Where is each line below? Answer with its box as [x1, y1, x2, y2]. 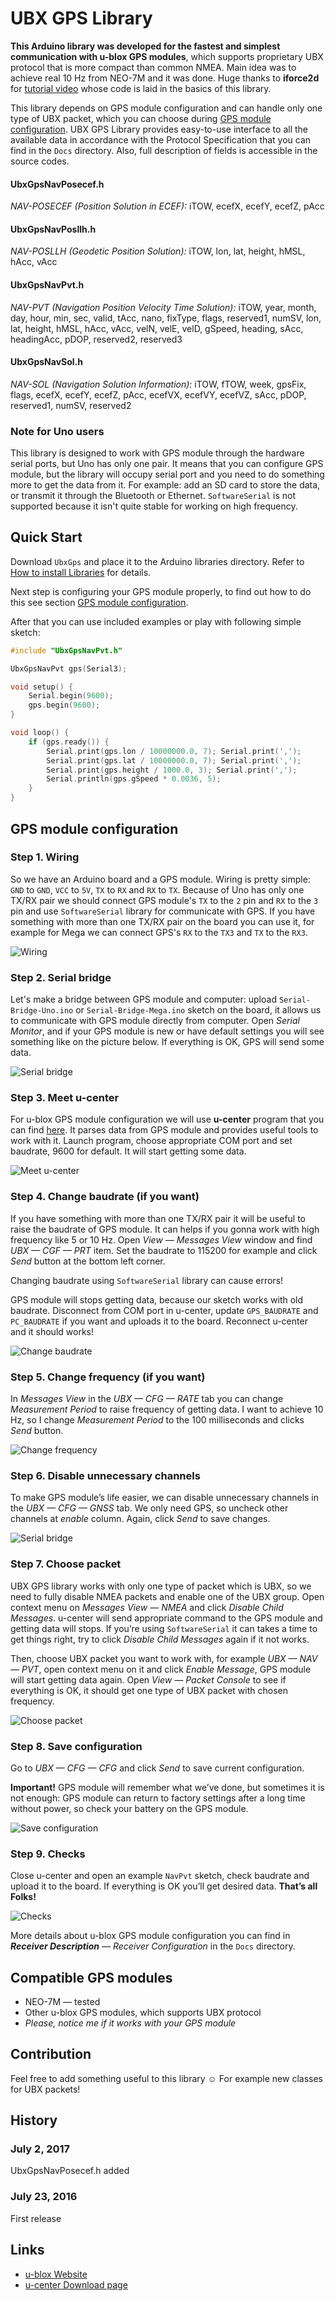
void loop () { [10, 728, 70, 738]
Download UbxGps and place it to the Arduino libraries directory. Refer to [10, 555, 305, 567]
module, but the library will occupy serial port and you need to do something [10, 468, 325, 481]
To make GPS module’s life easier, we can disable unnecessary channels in [10, 1492, 320, 1504]
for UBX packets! [10, 2083, 81, 2095]
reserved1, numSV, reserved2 [10, 399, 132, 411]
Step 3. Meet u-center [10, 1091, 120, 1105]
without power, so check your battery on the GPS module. [10, 1802, 249, 1814]
